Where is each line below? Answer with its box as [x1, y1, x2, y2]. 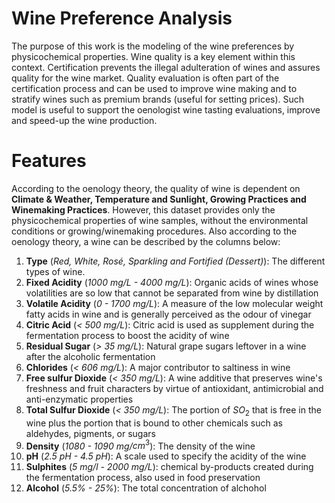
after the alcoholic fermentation [25, 350, 156, 362]
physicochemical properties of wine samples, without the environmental [11, 214, 309, 226]
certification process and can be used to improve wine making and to [11, 82, 298, 94]
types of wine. [25, 265, 86, 277]
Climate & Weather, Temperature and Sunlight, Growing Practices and [11, 193, 307, 205]
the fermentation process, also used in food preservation [25, 472, 261, 484]
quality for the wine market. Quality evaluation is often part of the [11, 72, 280, 84]
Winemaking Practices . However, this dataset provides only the [11, 203, 276, 216]
